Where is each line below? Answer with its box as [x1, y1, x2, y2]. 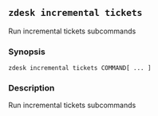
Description [8, 83, 55, 94]
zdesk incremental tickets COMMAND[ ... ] [8, 64, 152, 72]
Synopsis [8, 46, 45, 57]
